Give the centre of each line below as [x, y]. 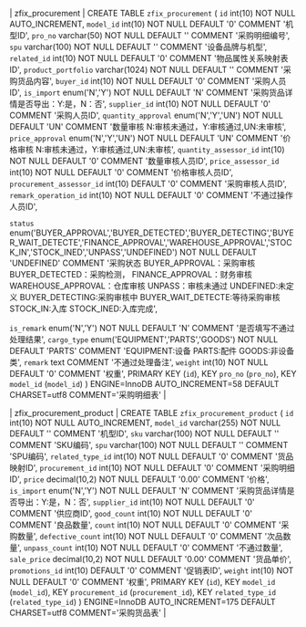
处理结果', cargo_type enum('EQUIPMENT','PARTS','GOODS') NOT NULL [144, 340]
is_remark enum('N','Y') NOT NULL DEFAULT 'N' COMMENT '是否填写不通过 [152, 328]
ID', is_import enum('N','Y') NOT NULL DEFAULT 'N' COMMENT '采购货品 [147, 92]
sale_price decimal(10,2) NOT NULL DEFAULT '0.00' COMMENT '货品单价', [151, 559]
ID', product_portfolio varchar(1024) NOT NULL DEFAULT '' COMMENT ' [147, 69]
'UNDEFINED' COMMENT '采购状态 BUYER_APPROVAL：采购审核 [133, 263]
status [22, 224]
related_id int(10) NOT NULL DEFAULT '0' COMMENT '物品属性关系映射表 [149, 58]
